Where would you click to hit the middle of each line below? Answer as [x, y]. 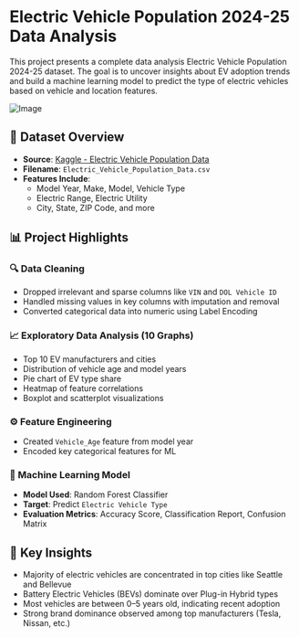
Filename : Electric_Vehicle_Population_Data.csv [116, 169]
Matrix [35, 524]
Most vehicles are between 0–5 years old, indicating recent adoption [151, 604]
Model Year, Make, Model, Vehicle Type [110, 188]
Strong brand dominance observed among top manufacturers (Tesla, [152, 613]
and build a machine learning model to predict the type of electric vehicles [149, 80]
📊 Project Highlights [69, 238]
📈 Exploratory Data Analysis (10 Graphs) [102, 335]
